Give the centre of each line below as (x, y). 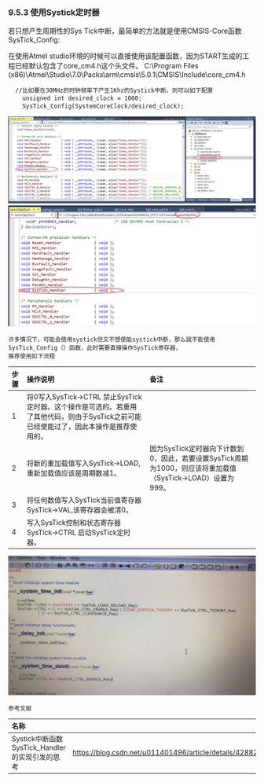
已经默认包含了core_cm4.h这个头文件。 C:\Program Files (106, 66)
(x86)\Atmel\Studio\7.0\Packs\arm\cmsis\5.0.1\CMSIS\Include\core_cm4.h (127, 75)
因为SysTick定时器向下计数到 (197, 449)
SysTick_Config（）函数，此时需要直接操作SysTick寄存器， (95, 348)
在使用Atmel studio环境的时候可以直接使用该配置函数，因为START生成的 (125, 56)
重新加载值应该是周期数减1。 (73, 473)
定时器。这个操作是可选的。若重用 (82, 406)
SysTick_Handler (39, 747)
